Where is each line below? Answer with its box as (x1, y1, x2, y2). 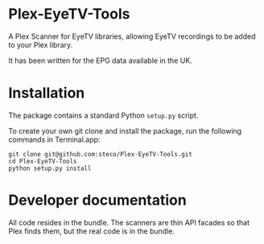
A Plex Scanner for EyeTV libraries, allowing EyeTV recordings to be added (8, 31, 256, 41)
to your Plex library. (8, 39, 73, 49)
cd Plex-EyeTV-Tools (8, 157, 78, 165)
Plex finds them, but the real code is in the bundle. (8, 226, 175, 236)
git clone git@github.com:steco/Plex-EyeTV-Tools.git (8, 150, 193, 158)
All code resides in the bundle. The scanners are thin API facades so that (8, 217, 250, 227)
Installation (8, 84, 85, 102)
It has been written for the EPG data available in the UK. (8, 56, 193, 65)
